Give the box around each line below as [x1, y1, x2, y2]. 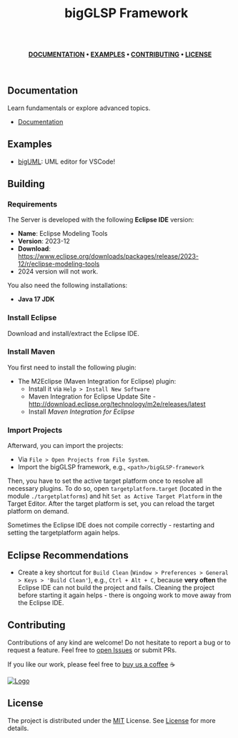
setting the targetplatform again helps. [7, 529, 120, 537]
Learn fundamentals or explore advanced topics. [7, 104, 151, 112]
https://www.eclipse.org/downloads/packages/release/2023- [17, 252, 199, 261]
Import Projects [7, 425, 63, 435]
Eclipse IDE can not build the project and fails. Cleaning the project [17, 583, 214, 592]
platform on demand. [7, 507, 69, 516]
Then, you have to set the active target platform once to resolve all [7, 477, 203, 485]
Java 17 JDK [17, 295, 55, 304]
